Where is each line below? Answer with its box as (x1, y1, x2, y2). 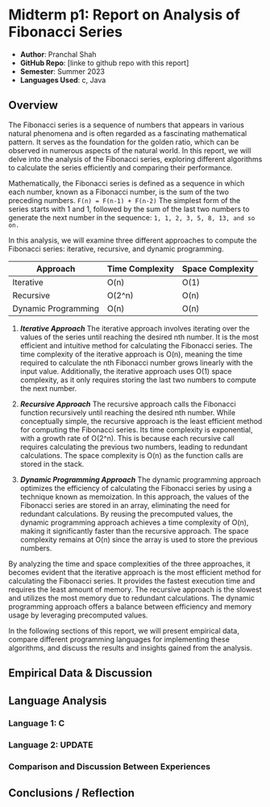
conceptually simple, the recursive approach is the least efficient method (19, 416, 263, 426)
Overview (8, 98, 59, 112)
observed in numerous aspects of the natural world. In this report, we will (8, 145, 251, 155)
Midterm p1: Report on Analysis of (8, 6, 240, 24)
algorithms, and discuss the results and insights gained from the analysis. (8, 643, 252, 652)
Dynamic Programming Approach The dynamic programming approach (19, 474, 261, 485)
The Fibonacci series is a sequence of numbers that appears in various (8, 119, 244, 130)
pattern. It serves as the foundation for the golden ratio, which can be (8, 137, 239, 147)
